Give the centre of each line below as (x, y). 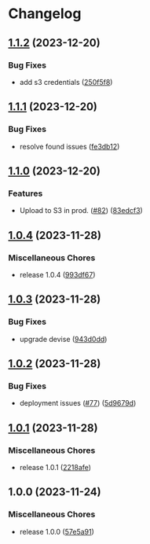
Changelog (45, 14)
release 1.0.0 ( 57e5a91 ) (57, 531)
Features (26, 193)
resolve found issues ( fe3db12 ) (70, 146)
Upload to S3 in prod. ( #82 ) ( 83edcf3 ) (81, 211)
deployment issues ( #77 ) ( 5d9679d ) (78, 403)
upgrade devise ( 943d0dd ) (63, 339)
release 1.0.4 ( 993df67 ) (57, 274)
